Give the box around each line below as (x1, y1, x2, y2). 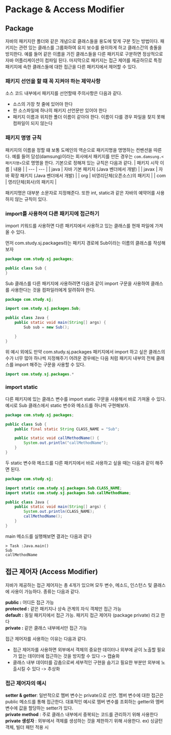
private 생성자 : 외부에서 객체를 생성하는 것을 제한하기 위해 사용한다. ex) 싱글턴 (5, 718, 163, 724)
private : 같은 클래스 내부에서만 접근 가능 (5, 625, 88, 631)
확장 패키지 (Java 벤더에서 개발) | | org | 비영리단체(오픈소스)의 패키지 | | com (10, 172, 166, 178)
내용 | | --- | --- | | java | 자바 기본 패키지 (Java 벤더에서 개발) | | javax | (13, 166, 158, 172)
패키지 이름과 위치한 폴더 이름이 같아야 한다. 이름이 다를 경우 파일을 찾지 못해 (12, 114, 165, 120)
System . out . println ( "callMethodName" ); (23, 440, 109, 445)
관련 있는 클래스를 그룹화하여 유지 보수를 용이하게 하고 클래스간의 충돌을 (18, 44, 162, 51)
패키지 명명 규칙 (5, 134, 42, 141)
